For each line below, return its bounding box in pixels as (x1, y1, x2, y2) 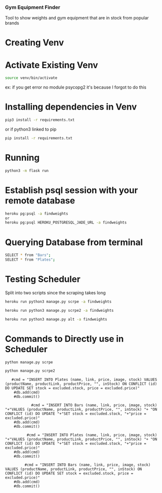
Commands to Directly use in (5, 333, 124, 344)
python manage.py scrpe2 (5, 368, 55, 374)
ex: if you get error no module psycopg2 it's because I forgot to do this (5, 84, 146, 90)
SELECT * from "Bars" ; (5, 253, 51, 258)
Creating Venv (5, 37, 64, 48)
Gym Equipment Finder (5, 4, 61, 11)
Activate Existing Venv (5, 59, 98, 71)
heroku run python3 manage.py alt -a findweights (5, 317, 108, 322)
